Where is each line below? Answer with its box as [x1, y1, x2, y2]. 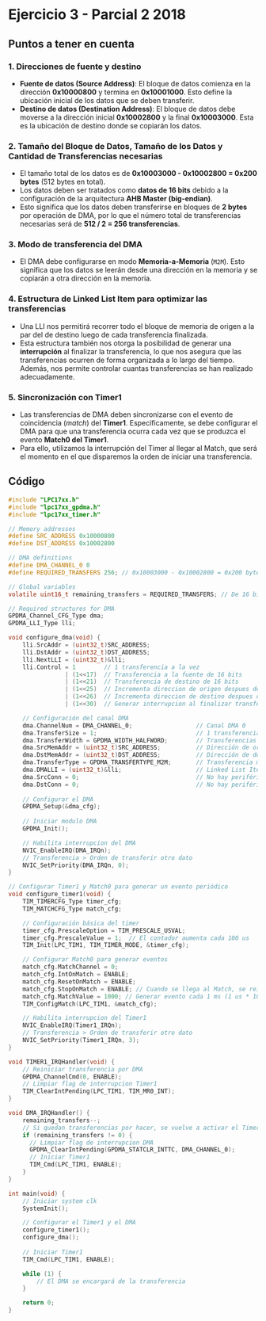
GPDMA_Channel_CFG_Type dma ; [8, 612, 104, 620]
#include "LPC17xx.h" [8, 495, 80, 504]
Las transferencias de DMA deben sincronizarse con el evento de [19, 410, 234, 419]
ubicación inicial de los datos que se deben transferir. [19, 95, 195, 105]
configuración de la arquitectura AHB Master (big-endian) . [19, 194, 213, 204]
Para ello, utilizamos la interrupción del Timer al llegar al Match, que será [19, 444, 257, 453]
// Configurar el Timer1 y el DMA [22, 1219, 136, 1227]
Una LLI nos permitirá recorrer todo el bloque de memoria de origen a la [19, 321, 255, 330]
